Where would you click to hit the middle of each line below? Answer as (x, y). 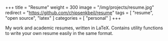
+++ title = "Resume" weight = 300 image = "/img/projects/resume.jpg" (80, 7)
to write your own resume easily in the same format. (59, 33)
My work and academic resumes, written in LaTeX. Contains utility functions (84, 28)
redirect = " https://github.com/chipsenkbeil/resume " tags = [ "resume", (79, 13)
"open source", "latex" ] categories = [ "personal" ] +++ (63, 18)
